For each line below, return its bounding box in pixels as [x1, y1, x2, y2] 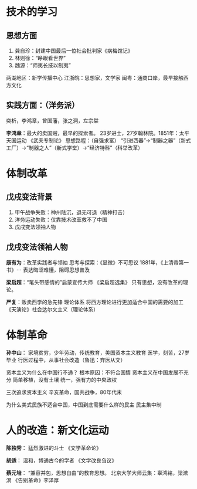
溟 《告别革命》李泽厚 [6, 476, 59, 484]
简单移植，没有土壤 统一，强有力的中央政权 [12, 376, 117, 383]
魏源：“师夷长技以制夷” [14, 62, 72, 69]
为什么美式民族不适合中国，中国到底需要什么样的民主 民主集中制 [6, 401, 162, 408]
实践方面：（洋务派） [6, 100, 80, 110]
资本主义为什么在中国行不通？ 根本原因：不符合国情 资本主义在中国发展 [6, 369, 179, 376]
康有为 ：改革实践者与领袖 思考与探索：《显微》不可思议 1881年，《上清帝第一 [6, 259, 189, 266]
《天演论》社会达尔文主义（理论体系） [6, 305, 98, 313]
